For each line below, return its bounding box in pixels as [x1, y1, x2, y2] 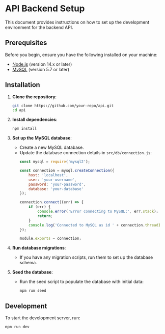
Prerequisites [5, 39, 47, 47]
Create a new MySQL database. [19, 144, 84, 150]
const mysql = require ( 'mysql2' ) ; [19, 159, 90, 165]
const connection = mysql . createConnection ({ [19, 168, 114, 173]
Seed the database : [12, 269, 53, 275]
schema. [19, 260, 37, 266]
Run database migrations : [12, 245, 66, 251]
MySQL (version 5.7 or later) [12, 66, 70, 72]
